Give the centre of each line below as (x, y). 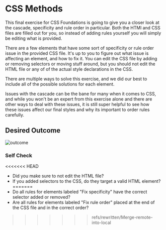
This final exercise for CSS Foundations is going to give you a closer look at (82, 22)
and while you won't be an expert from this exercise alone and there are (79, 99)
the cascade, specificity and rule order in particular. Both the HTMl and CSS (83, 27)
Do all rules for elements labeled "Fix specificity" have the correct (80, 192)
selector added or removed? (41, 197)
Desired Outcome (33, 131)
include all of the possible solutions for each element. (60, 84)
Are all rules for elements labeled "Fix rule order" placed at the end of (83, 203)
